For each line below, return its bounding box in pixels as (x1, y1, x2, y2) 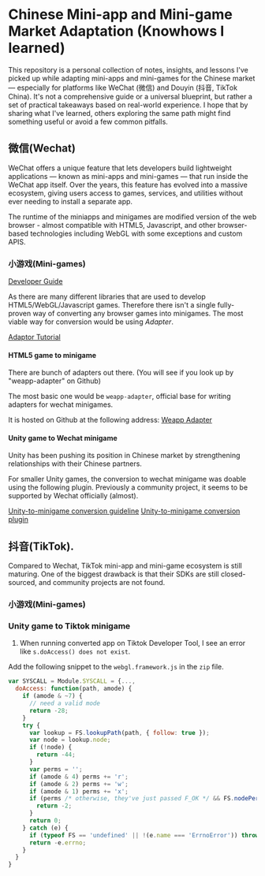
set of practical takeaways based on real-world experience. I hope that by (8, 100, 248, 110)
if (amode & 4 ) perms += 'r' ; (28, 773, 129, 781)
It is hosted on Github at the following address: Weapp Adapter (8, 416, 213, 425)
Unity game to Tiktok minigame (8, 621, 131, 632)
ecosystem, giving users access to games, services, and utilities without (8, 188, 244, 198)
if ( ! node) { (28, 744, 73, 751)
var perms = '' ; (28, 765, 83, 773)
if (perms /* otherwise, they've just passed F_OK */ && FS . (28, 795, 235, 803)
